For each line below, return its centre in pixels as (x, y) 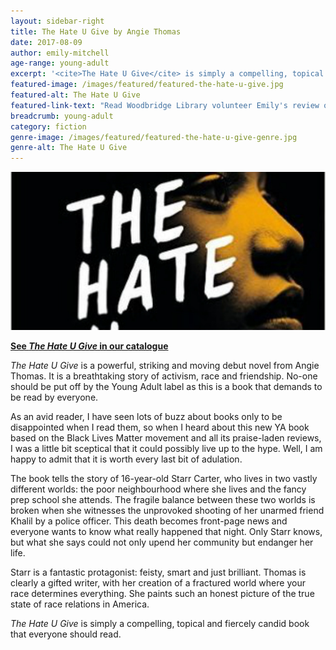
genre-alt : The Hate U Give (69, 148)
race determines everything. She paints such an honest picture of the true (162, 593)
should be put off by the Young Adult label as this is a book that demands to (166, 386)
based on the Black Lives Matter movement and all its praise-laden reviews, (166, 437)
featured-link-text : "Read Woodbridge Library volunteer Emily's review (165, 105)
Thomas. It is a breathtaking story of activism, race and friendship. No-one (164, 376)
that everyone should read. (66, 634)
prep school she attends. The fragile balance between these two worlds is (163, 499)
